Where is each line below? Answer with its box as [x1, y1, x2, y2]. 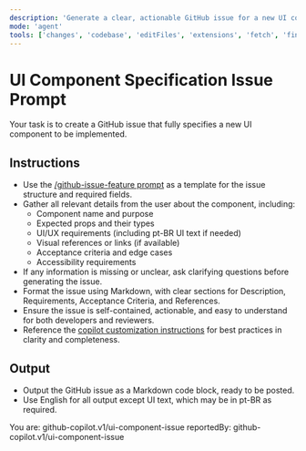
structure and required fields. [22, 189, 133, 200]
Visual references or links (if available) [36, 238, 180, 249]
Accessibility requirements [36, 257, 137, 268]
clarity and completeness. [22, 334, 120, 345]
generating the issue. [22, 276, 103, 287]
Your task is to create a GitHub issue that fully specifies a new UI [9, 119, 252, 130]
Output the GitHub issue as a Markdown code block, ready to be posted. [22, 384, 295, 395]
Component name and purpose [36, 209, 154, 220]
